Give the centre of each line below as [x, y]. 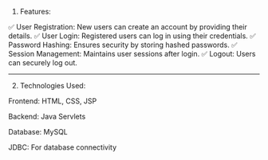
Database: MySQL [38, 132]
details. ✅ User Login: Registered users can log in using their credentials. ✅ [132, 36]
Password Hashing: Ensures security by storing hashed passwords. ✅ [123, 45]
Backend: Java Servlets [47, 116]
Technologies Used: [53, 86]
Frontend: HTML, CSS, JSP [53, 101]
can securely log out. [43, 62]
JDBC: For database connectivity [63, 147]
